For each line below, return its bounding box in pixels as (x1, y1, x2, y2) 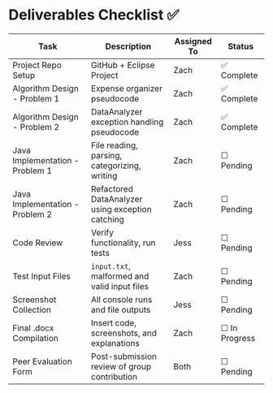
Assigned (174, 35, 213, 46)
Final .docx (12, 322, 54, 334)
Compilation (12, 332, 58, 343)
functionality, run (90, 237, 156, 248)
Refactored (90, 183, 134, 194)
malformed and (90, 270, 149, 282)
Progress (220, 332, 256, 343)
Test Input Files (12, 270, 71, 282)
